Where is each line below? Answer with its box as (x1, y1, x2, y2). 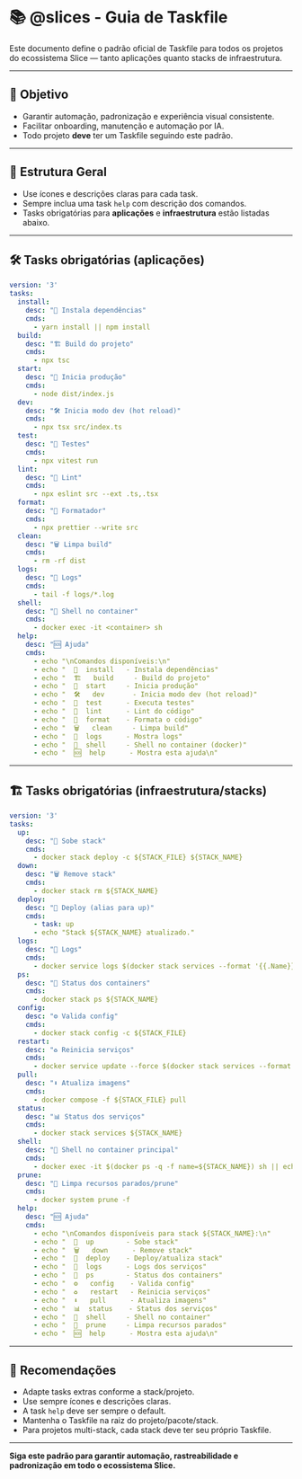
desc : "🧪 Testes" (25, 439, 91, 448)
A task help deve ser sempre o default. (22, 1405, 166, 1416)
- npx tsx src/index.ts (32, 423, 123, 432)
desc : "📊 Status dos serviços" (25, 1111, 146, 1121)
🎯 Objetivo (9, 87, 69, 102)
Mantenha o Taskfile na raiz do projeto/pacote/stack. (22, 1415, 218, 1425)
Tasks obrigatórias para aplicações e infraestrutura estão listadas (22, 208, 270, 218)
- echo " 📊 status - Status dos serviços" (32, 1304, 218, 1313)
